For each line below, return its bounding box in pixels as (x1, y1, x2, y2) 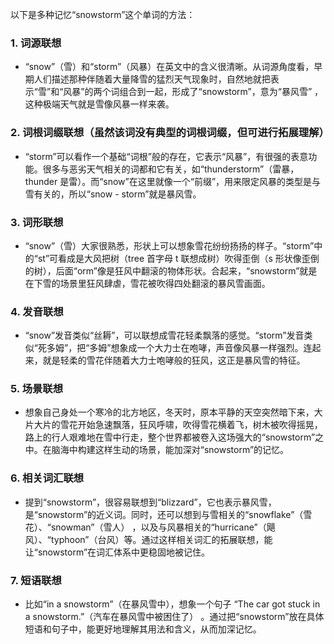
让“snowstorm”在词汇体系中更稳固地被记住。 (24, 546, 211, 558)
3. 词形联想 (10, 215, 64, 229)
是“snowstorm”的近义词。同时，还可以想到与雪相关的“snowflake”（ (24, 508, 304, 520)
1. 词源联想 (10, 36, 62, 50)
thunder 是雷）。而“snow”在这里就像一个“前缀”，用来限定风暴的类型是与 (24, 175, 322, 187)
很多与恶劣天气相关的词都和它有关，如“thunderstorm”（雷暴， (42, 163, 300, 175)
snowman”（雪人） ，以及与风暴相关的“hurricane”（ (50, 521, 267, 533)
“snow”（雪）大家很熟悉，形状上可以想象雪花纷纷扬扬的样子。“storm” (24, 239, 315, 252)
